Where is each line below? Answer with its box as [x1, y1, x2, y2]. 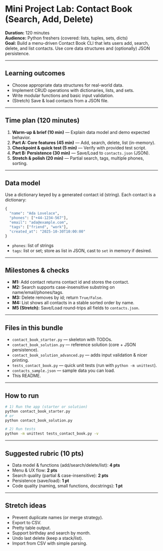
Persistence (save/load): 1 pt [12, 478, 69, 483]
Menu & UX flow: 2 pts [12, 467, 57, 473]
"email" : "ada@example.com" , [9, 220, 68, 225]
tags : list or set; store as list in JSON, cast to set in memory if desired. [12, 247, 152, 254]
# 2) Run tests [5, 427, 36, 432]
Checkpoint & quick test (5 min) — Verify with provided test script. [12, 145, 147, 150]
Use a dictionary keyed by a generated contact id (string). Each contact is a [5, 192, 156, 198]
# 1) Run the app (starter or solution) [5, 404, 88, 409]
